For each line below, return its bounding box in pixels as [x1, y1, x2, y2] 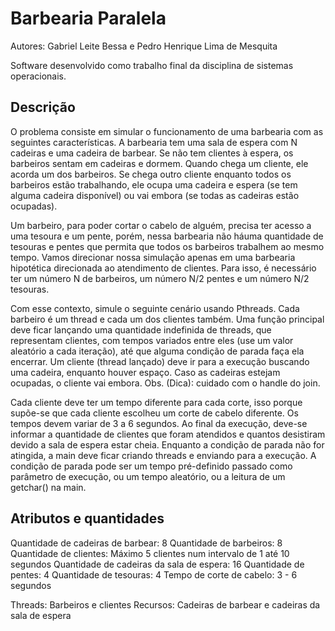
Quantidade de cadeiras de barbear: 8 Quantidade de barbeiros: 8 [10, 537, 283, 549]
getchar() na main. [10, 481, 87, 493]
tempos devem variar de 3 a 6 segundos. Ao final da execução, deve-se [10, 417, 308, 429]
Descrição [10, 99, 76, 116]
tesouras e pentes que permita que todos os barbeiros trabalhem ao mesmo [10, 240, 325, 252]
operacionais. [10, 70, 67, 82]
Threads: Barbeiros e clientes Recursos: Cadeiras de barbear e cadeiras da [10, 598, 321, 611]
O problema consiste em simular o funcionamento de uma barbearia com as [10, 125, 324, 137]
